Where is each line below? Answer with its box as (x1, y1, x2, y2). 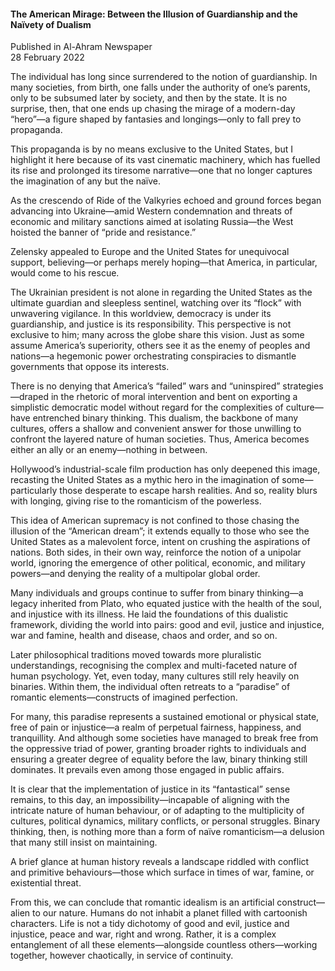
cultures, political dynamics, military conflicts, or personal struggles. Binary (10, 815, 321, 827)
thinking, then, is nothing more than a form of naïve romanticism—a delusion (10, 826, 325, 838)
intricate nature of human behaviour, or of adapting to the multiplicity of (10, 805, 305, 817)
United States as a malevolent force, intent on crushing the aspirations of (10, 536, 311, 548)
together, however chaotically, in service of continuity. (10, 950, 234, 962)
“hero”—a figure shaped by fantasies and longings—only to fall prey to (10, 113, 302, 125)
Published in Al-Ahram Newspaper (10, 41, 153, 53)
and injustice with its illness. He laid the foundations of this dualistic (10, 608, 289, 620)
